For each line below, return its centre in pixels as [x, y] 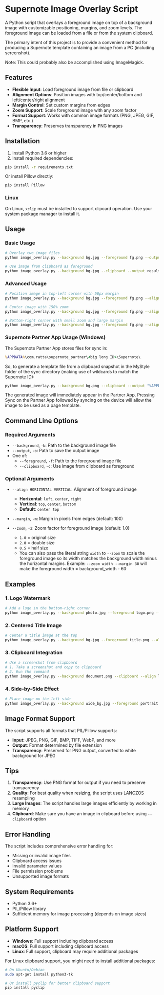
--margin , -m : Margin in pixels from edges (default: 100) [67, 519]
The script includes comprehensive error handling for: [59, 846]
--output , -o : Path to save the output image [56, 451]
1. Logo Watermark [28, 598]
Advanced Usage [26, 283]
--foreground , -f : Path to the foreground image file [70, 461]
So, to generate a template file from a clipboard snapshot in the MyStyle [77, 366]
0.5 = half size [34, 548]
